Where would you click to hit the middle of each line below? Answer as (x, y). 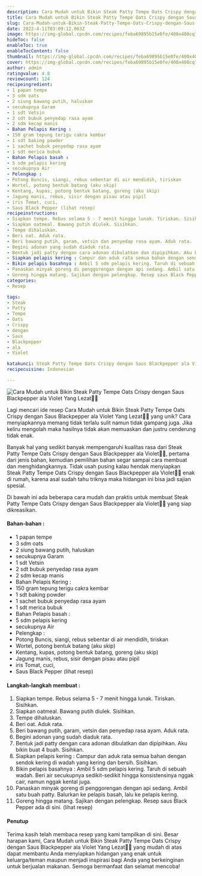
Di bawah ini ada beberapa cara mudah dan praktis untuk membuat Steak (97, 497)
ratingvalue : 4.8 (28, 73)
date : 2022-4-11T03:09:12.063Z (46, 29)
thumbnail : (20, 57)
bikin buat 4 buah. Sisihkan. (50, 750)
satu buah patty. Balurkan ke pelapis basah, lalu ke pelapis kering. (97, 795)
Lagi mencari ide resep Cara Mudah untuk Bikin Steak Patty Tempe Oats (96, 409)
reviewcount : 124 (28, 79)
